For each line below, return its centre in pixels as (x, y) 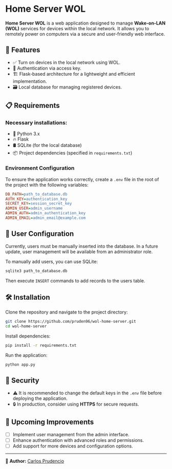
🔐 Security (22, 381)
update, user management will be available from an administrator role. (79, 252)
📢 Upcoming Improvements (50, 422)
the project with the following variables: (47, 185)
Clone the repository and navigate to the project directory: (67, 312)
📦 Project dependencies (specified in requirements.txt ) (72, 153)
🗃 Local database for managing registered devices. (67, 87)
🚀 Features (23, 50)
